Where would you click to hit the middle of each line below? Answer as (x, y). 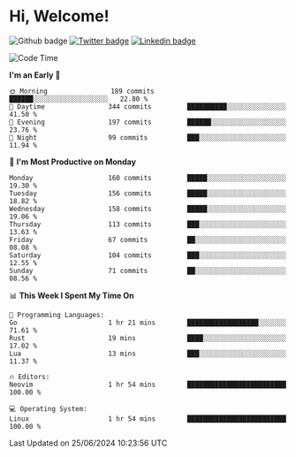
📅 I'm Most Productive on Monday (73, 162)
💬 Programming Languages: (57, 315)
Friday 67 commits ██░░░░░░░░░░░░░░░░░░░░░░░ (148, 240)
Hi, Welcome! (59, 16)
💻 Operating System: (49, 408)
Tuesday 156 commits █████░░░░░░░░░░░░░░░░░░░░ (148, 193)
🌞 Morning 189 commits (82, 91)
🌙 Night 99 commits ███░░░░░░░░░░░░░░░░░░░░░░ (148, 137)
